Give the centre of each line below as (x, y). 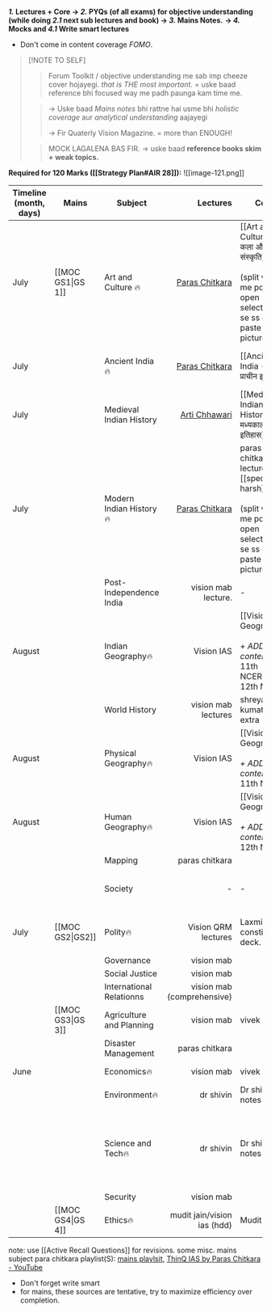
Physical (121, 753)
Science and (128, 1143)
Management (129, 1053)
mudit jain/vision (201, 1215)
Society (119, 889)
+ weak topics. (73, 157)
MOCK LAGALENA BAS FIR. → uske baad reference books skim (155, 148)
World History (131, 709)
